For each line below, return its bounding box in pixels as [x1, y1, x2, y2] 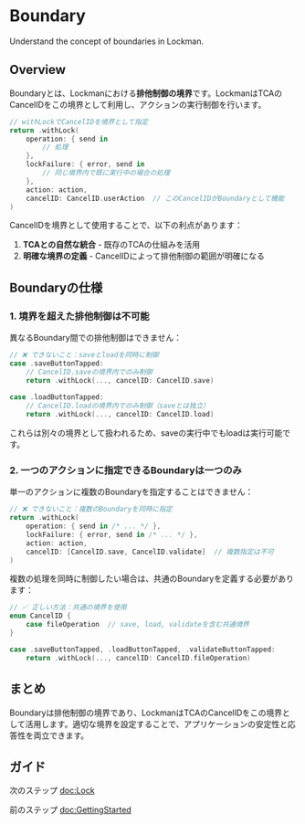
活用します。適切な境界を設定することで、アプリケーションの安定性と [25, 718, 288, 729]
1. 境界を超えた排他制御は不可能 [9, 310, 150, 322]
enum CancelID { [9, 611, 71, 621]
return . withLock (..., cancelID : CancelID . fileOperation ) [26, 653, 251, 662]
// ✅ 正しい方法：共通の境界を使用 [9, 603, 128, 612]
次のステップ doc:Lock [9, 785, 95, 796]
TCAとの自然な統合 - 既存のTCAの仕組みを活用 [22, 239, 201, 250]
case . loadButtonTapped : [9, 393, 104, 402]
